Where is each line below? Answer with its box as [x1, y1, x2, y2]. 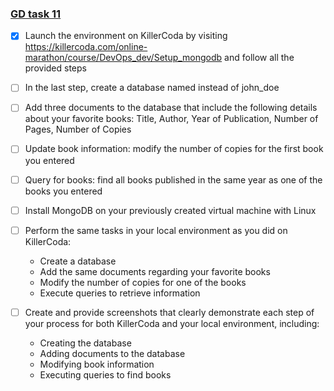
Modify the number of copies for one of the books [39, 276, 247, 288]
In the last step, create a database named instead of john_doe [24, 82, 280, 94]
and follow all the [224, 52, 295, 64]
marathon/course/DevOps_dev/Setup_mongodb [24, 52, 223, 64]
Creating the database [39, 337, 132, 349]
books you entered [24, 185, 103, 197]
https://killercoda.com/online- [24, 41, 148, 53]
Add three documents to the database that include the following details [24, 102, 318, 114]
